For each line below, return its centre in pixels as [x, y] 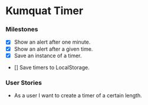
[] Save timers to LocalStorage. [52, 67]
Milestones [22, 29]
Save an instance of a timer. [48, 55]
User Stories [24, 83]
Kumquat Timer [45, 11]
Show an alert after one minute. [52, 42]
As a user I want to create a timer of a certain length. [78, 95]
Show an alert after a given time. [53, 49]
